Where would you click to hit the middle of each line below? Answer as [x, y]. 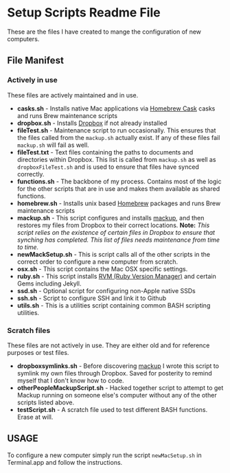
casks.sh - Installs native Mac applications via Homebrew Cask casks [116, 108]
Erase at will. [35, 417]
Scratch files [29, 330]
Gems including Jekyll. [49, 284]
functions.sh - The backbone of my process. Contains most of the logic [119, 181]
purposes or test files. [38, 352]
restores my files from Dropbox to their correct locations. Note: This [113, 225]
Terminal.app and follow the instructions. [65, 462]
